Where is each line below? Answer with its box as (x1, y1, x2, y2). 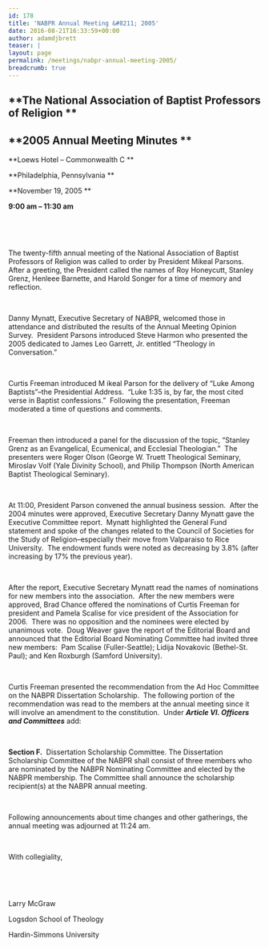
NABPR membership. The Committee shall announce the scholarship (8, 772, 235, 782)
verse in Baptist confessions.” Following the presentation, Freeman (8, 395, 231, 405)
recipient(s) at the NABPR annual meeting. (8, 781, 148, 791)
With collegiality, (8, 851, 63, 861)
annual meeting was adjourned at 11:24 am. (8, 820, 151, 831)
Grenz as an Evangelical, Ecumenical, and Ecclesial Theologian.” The (8, 443, 238, 453)
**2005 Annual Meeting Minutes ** (8, 133, 192, 147)
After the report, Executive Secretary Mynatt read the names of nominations (8, 583, 259, 592)
